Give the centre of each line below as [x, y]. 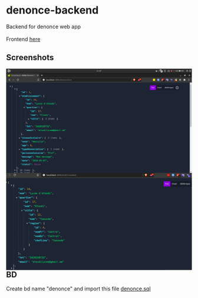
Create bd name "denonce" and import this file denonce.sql [79, 289]
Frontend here [23, 39]
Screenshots [30, 57]
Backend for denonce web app [44, 27]
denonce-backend [52, 10]
